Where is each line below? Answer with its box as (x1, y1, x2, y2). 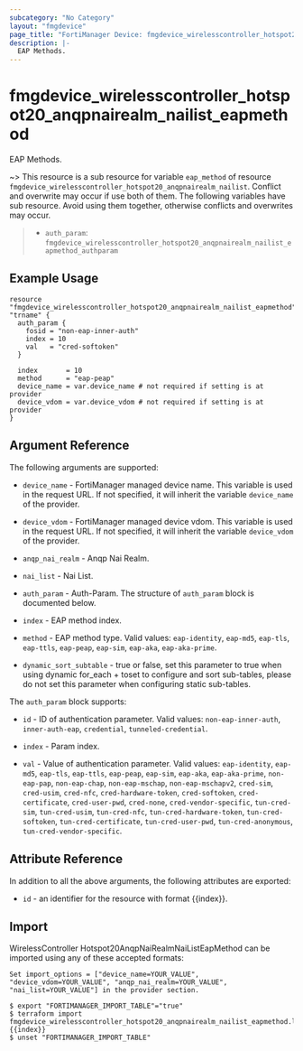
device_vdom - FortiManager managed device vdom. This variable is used (22, 516, 293, 526)
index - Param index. (22, 740, 100, 751)
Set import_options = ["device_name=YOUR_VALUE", (9, 970, 200, 980)
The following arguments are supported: (9, 461, 160, 472)
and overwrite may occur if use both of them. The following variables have (9, 191, 286, 201)
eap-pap (22, 778, 51, 788)
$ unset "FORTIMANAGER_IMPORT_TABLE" (9, 1033, 151, 1043)
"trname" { (9, 311, 50, 320)
